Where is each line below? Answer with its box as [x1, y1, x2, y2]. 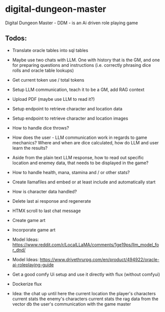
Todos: [5, 34, 27, 43]
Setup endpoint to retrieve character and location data [12, 105, 123, 112]
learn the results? [12, 145, 48, 151]
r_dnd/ [12, 247, 26, 253]
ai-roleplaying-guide [12, 262, 54, 267]
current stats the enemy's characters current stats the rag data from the [12, 296, 159, 302]
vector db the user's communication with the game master [12, 301, 132, 307]
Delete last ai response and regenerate [12, 198, 91, 204]
